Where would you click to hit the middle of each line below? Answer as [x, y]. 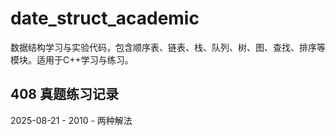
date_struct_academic [105, 18]
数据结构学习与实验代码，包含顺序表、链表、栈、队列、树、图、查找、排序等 [168, 47]
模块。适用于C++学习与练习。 [72, 59]
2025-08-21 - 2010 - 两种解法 [71, 120]
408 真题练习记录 [65, 94]
